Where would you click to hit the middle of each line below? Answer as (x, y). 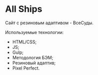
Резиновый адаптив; (34, 63)
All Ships (24, 9)
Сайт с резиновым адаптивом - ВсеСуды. (49, 23)
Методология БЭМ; (33, 57)
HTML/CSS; (24, 42)
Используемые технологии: (34, 32)
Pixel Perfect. (26, 68)
